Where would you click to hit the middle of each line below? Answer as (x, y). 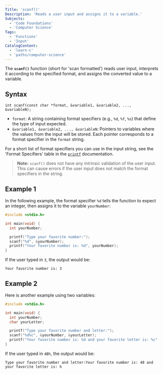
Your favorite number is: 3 (34, 269)
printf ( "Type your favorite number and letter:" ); (62, 331)
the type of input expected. (39, 124)
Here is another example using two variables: (50, 295)
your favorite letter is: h (34, 367)
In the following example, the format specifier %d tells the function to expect (81, 201)
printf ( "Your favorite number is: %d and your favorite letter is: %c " (84, 340)
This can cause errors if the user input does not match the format (82, 169)
